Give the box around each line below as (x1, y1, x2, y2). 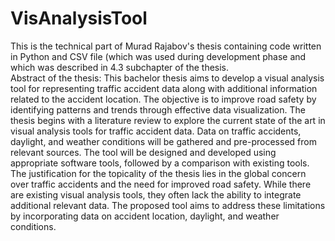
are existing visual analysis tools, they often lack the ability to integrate (10, 188, 302, 201)
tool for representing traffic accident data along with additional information (10, 82, 318, 94)
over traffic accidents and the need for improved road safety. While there (10, 178, 312, 190)
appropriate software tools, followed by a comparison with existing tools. (10, 157, 310, 169)
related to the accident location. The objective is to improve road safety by (10, 93, 317, 105)
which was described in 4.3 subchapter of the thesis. (10, 61, 230, 73)
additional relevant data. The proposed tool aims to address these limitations (10, 199, 326, 211)
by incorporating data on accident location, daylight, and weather (10, 210, 280, 222)
